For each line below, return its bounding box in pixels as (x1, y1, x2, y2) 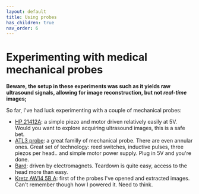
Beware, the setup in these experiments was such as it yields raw (6, 83, 171, 90)
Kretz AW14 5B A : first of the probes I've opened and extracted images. (14, 175, 190, 182)
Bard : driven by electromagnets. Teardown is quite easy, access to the (14, 162, 187, 169)
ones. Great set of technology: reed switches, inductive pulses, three (14, 143, 184, 151)
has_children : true (6, 20, 55, 25)
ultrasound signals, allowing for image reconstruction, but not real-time (6, 89, 187, 96)
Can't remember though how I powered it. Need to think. (14, 181, 153, 188)
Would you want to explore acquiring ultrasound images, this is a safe (14, 125, 185, 132)
